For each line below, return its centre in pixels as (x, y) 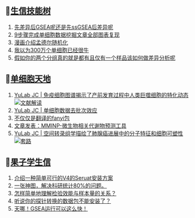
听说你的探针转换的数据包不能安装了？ (62, 201)
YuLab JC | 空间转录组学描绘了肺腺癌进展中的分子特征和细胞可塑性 (99, 133)
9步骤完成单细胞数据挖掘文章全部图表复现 (67, 34)
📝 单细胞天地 (28, 79)
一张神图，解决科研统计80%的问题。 (60, 185)
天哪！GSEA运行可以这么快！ (51, 209)
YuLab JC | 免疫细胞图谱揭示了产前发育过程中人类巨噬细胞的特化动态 (101, 95)
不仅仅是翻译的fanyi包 (42, 118)
